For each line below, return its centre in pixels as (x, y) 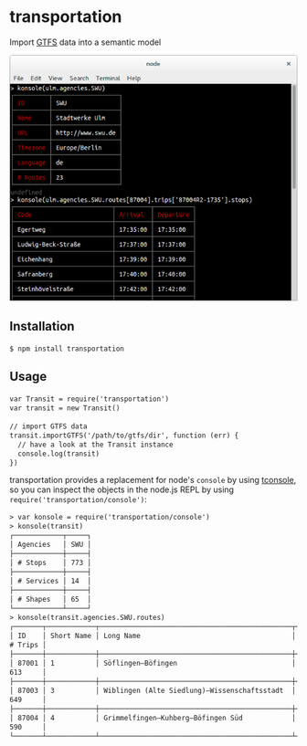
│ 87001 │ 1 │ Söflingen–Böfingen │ (153, 663)
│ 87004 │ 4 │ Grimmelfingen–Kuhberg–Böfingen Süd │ (153, 718)
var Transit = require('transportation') (90, 399)
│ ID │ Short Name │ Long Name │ (153, 636)
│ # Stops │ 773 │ (51, 562)
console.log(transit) (59, 454)
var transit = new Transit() (65, 408)
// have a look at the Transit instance (95, 445)
